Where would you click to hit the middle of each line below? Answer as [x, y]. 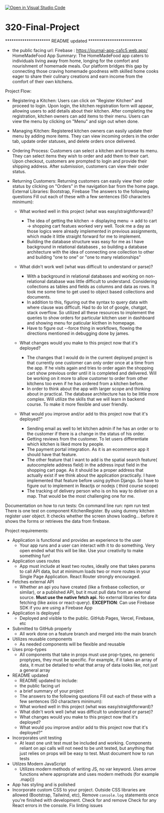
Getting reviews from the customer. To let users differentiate [87, 439]
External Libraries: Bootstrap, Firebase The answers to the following [81, 191]
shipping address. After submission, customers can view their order [81, 166]
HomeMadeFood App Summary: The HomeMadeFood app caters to [80, 55]
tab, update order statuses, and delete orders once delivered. [74, 141]
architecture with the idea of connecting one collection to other [90, 252]
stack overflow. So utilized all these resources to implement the [91, 312]
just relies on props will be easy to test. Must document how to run [87, 753]
